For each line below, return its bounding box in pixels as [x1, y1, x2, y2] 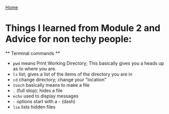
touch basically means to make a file [12, 82, 90, 88]
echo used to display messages [12, 92, 79, 99]
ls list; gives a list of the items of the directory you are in [12, 71, 133, 77]
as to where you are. [12, 65, 57, 71]
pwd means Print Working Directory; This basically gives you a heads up [12, 60, 164, 66]
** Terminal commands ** [5, 50, 60, 56]
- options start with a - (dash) [12, 98, 76, 104]
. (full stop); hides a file [12, 87, 63, 93]
